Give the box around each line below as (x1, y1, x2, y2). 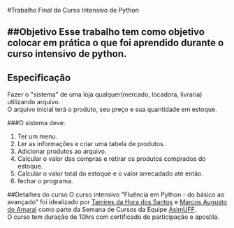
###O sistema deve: (7, 119, 66, 127)
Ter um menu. (17, 132, 58, 141)
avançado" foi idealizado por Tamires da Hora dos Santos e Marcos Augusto (7, 198, 228, 206)
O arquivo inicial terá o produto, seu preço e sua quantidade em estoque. (7, 105, 218, 114)
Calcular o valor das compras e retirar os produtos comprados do (17, 155, 206, 163)
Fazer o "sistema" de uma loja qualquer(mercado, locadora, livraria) (7, 90, 203, 99)
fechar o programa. (17, 177, 73, 185)
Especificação (7, 71, 71, 83)
